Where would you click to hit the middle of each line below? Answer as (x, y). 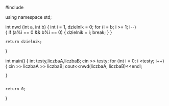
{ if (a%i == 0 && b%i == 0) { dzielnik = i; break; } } (59, 32)
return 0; (16, 89)
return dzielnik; (24, 42)
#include (15, 7)
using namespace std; (29, 17)
